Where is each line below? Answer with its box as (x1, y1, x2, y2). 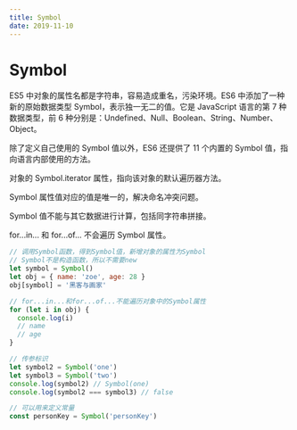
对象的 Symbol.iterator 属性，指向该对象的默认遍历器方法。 (9, 173, 227, 184)
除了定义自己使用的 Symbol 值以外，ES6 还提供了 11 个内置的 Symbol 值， (9, 143, 281, 153)
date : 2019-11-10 (9, 21, 74, 30)
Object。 (9, 124, 42, 135)
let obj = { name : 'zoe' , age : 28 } (9, 273, 145, 282)
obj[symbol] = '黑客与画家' (9, 280, 107, 290)
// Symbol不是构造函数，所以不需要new (9, 256, 137, 265)
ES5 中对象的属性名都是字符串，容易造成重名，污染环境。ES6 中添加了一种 (9, 90, 285, 101)
